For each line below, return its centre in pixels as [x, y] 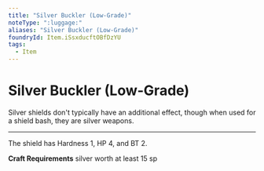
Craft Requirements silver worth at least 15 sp [83, 158]
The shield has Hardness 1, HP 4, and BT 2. [78, 143]
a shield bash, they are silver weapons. [71, 120]
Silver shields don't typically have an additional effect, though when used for [132, 112]
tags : [17, 45]
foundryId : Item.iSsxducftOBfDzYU [65, 37]
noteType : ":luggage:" [45, 23]
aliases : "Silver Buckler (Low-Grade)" [73, 30]
